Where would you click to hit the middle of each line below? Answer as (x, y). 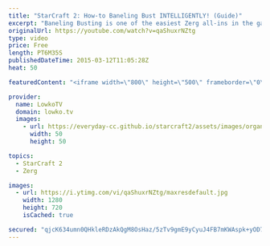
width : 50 (46, 134)
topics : (21, 156)
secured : (23, 229)
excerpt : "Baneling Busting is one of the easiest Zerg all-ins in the (131, 23)
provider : (25, 97)
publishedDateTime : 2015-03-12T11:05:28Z (79, 61)
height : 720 (43, 208)
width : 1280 (43, 200)
